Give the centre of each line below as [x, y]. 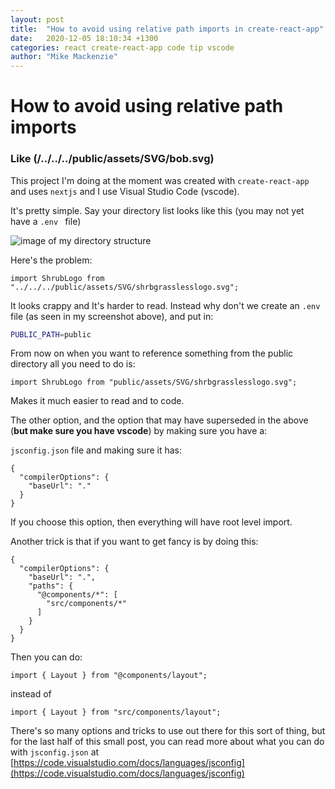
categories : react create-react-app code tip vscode [122, 47]
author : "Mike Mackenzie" [64, 57]
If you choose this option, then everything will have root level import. [151, 522]
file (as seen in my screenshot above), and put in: [112, 316]
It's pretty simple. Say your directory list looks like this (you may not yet [157, 210]
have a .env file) [46, 221]
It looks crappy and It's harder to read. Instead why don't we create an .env [165, 305]
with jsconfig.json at [55, 752]
